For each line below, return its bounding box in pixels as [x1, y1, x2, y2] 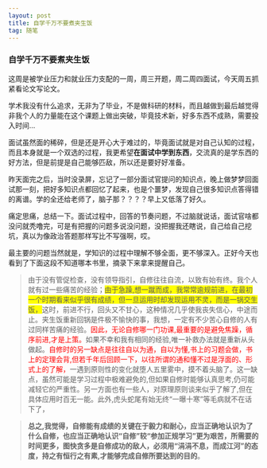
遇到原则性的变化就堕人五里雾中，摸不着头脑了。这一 [76, 364, 251, 374]
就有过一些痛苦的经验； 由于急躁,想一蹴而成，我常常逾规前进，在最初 [27, 284, 253, 294]
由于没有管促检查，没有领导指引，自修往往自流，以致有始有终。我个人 [27, 275, 258, 284]
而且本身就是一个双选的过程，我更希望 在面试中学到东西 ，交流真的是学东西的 [8, 147, 259, 157]
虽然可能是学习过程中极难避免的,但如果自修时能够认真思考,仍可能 [41, 374, 255, 384]
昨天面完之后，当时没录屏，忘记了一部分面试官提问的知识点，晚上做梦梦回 [8, 174, 252, 184]
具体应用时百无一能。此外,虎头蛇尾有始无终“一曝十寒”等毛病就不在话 [27, 394, 253, 404]
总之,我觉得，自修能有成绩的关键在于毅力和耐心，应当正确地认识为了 [27, 421, 253, 431]
